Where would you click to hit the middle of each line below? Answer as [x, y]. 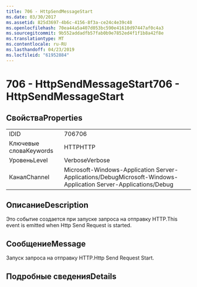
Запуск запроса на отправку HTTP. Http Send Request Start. [80, 258]
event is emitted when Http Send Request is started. [69, 225]
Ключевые [24, 143]
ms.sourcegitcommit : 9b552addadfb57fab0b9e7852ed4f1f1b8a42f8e [85, 33]
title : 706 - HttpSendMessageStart [50, 11]
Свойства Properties [45, 118]
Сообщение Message [46, 244]
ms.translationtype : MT [35, 39]
